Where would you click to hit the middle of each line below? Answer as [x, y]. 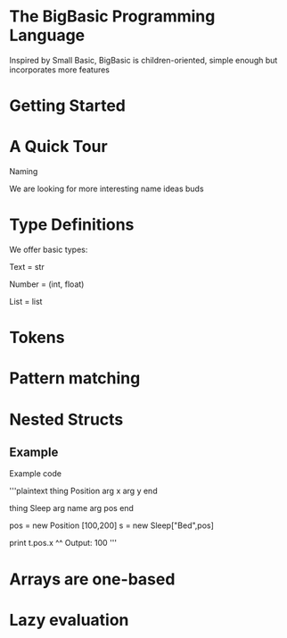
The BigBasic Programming [112, 17]
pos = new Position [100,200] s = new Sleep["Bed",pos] [111, 525]
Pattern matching [75, 378]
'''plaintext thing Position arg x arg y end [83, 491]
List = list [26, 302]
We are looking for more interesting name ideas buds [107, 189]
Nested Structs [66, 420]
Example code [36, 474]
